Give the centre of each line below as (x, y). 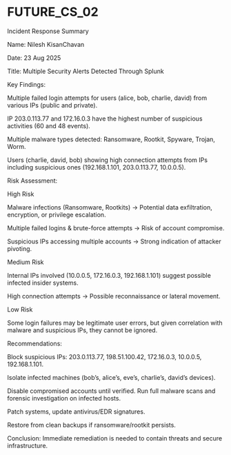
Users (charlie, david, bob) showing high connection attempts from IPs (108, 160)
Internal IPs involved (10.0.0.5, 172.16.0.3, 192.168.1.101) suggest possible (109, 275)
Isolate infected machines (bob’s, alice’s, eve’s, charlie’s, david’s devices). (111, 377)
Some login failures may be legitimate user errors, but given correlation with (115, 323)
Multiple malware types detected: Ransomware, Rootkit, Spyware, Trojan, (111, 139)
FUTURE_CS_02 (53, 12)
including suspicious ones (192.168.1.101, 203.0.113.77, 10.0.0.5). (97, 167)
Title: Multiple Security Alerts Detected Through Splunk (86, 71)
